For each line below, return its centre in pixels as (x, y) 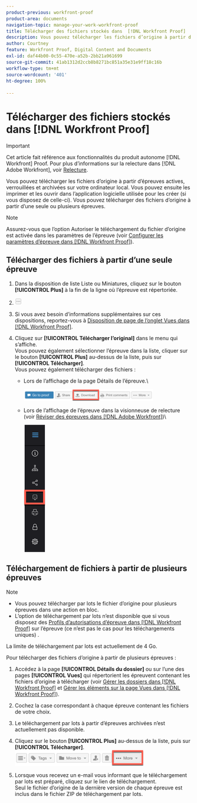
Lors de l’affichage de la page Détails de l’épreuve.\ (86, 381)
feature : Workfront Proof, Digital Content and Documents (79, 50)
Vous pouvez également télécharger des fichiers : (75, 369)
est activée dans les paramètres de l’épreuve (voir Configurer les (85, 235)
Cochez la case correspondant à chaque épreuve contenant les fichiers (101, 705)
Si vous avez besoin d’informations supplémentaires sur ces (88, 314)
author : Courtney (27, 44)
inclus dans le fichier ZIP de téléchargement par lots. (79, 794)
